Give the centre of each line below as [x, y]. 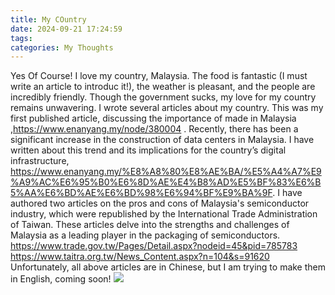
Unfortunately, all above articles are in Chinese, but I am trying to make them [168, 267]
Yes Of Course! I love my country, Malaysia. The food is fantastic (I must [159, 76]
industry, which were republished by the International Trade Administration [164, 214]
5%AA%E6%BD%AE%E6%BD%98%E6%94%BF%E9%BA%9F [141, 193]
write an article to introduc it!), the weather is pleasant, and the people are [163, 87]
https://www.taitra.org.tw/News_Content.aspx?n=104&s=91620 [140, 257]
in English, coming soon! [61, 279]
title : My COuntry [48, 19]
